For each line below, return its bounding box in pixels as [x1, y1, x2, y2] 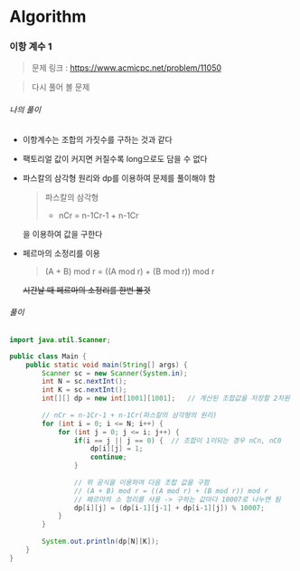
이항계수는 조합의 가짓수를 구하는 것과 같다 [22, 134, 173, 145]
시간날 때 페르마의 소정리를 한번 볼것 [22, 284, 151, 295]
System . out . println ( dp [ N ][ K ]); [42, 537, 160, 547]
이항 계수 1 [9, 41, 52, 53]
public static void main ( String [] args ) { [25, 360, 188, 369]
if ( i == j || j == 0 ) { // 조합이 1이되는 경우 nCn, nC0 [73, 436, 282, 445]
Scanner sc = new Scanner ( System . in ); [42, 368, 188, 377]
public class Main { [9, 351, 88, 361]
